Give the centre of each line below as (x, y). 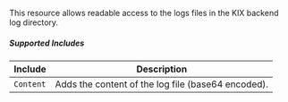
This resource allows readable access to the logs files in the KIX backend (144, 13)
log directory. (34, 22)
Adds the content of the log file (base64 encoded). (162, 84)
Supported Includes (47, 43)
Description (162, 69)
